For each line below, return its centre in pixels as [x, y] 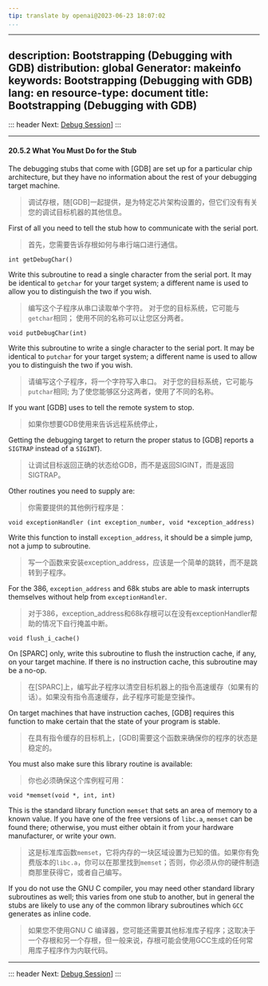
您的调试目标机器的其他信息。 [77, 212]
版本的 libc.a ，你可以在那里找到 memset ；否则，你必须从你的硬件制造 [147, 862]
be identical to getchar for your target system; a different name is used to [128, 283]
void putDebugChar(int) [48, 333]
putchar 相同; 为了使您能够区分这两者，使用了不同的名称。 [123, 391]
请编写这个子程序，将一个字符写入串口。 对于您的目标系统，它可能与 [140, 381]
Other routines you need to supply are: [72, 491]
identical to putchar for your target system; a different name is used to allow [133, 356]
